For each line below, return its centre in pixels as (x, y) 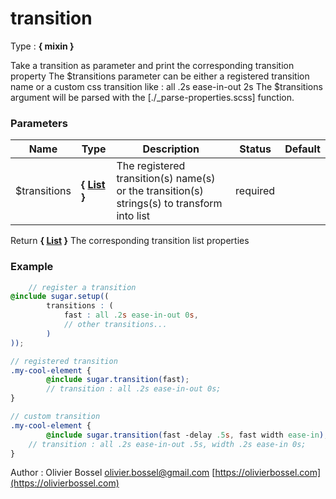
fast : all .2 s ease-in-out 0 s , (131, 315)
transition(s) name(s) (166, 179)
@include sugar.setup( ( (60, 297)
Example (32, 267)
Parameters (39, 123)
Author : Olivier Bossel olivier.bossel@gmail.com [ (113, 473)
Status (255, 149)
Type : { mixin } (42, 46)
